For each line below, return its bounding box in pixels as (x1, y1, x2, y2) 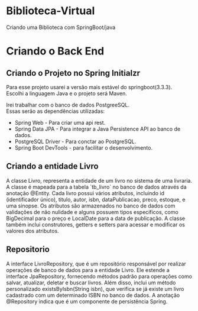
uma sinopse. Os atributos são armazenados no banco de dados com (6, 202, 176, 209)
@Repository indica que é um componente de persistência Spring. (6, 297, 168, 305)
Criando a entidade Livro (6, 161, 99, 171)
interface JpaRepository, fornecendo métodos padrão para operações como (6, 273, 192, 280)
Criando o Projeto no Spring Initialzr (6, 68, 141, 78)
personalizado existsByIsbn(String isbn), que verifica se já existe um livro (6, 285, 184, 292)
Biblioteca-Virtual (6, 4, 95, 18)
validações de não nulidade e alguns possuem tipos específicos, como (6, 208, 178, 215)
